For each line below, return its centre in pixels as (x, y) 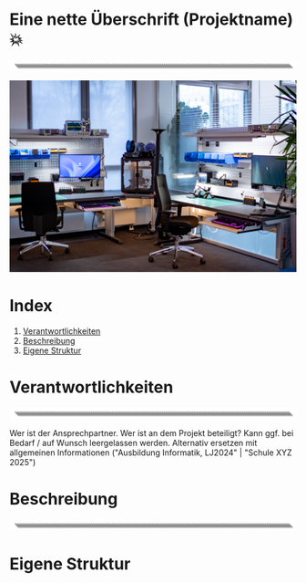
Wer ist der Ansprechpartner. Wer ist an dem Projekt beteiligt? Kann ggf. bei (152, 432)
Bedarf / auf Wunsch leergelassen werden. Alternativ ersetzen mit (133, 442)
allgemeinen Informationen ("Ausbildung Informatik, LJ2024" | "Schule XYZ (151, 453)
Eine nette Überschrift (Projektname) (152, 20)
